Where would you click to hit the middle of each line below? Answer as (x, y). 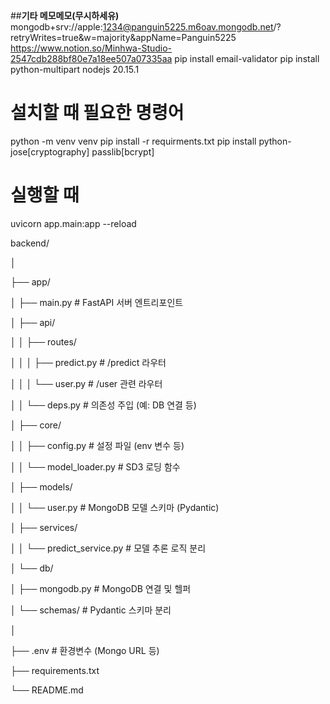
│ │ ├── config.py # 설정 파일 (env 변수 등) (97, 445)
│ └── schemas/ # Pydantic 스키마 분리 (91, 610)
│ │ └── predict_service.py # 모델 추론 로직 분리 (108, 548)
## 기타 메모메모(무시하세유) (65, 15)
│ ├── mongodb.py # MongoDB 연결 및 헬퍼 (101, 588)
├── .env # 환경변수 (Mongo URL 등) (85, 650)
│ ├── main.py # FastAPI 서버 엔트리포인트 (97, 302)
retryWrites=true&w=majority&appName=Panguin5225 (123, 37)
